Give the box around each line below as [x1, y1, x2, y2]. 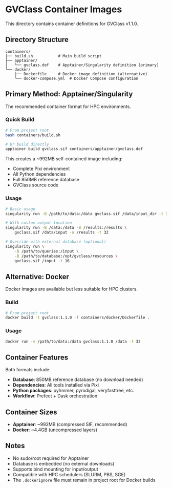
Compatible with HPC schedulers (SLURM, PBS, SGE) [12, 471, 126, 477]
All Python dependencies [12, 171, 66, 177]
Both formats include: [5, 367, 51, 373]
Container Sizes [5, 408, 57, 416]
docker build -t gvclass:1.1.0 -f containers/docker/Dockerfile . [5, 315, 150, 321]
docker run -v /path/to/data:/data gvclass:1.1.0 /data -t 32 [5, 339, 141, 344]
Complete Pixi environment [12, 165, 70, 172]
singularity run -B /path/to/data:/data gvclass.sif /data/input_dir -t [5, 211, 164, 216]
